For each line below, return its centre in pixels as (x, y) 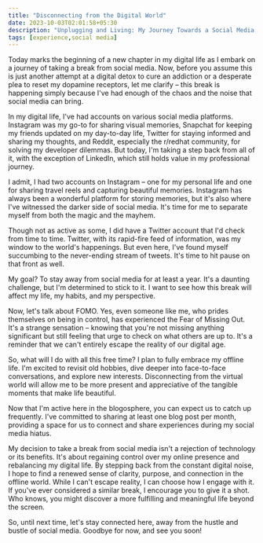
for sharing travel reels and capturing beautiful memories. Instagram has (125, 190)
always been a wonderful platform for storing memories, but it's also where (130, 199)
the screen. (27, 507)
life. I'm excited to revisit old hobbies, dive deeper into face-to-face (117, 368)
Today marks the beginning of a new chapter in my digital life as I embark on (132, 60)
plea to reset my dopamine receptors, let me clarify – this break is (114, 85)
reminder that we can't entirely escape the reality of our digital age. (117, 345)
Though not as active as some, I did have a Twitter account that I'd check (126, 231)
